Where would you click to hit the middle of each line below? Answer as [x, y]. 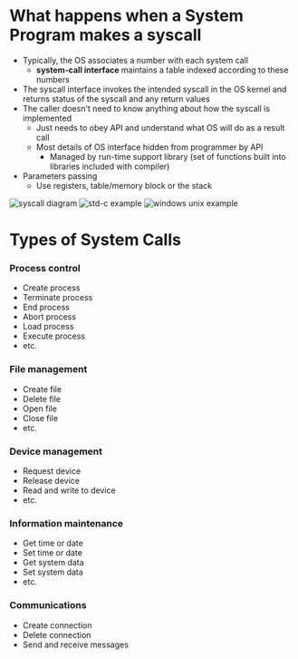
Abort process [49, 317]
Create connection [57, 625]
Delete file [42, 398]
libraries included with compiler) [110, 166]
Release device [51, 481]
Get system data [53, 563]
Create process [51, 288]
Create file [42, 389]
